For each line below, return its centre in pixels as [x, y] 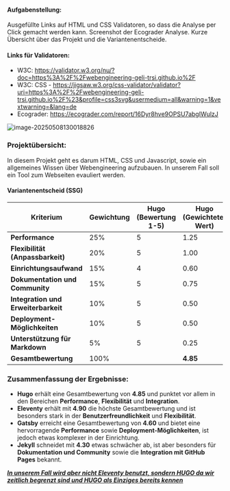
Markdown [28, 347]
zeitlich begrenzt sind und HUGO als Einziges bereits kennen [95, 480]
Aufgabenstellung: [35, 10]
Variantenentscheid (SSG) [45, 191]
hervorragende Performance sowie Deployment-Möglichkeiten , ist [113, 431]
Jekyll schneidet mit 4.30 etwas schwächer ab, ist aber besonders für [116, 445]
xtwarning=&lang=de [47, 107]
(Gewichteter [205, 217]
